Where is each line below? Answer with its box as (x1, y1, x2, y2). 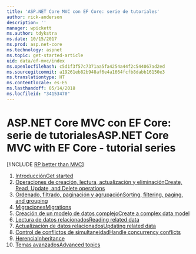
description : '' (6, 19, 46, 25)
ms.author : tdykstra (6, 31, 58, 37)
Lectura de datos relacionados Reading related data (15, 216, 140, 223)
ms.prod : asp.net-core (6, 42, 62, 48)
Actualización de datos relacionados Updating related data (15, 222, 157, 229)
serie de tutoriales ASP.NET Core (6, 128, 170, 142)
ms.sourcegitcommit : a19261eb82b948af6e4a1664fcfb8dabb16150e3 (6, 69, 165, 75)
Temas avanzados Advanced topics (15, 241, 101, 248)
